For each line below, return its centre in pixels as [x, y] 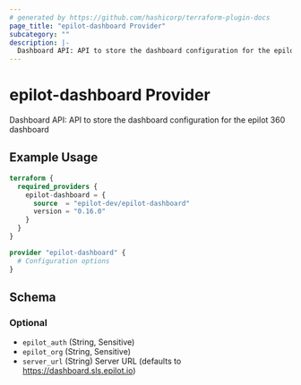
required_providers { [58, 186]
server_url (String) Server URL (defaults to [102, 361]
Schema [33, 297]
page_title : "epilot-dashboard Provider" [88, 26]
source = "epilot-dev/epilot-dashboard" [112, 203]
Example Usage [54, 158]
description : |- [39, 43]
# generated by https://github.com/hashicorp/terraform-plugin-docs [140, 17]
